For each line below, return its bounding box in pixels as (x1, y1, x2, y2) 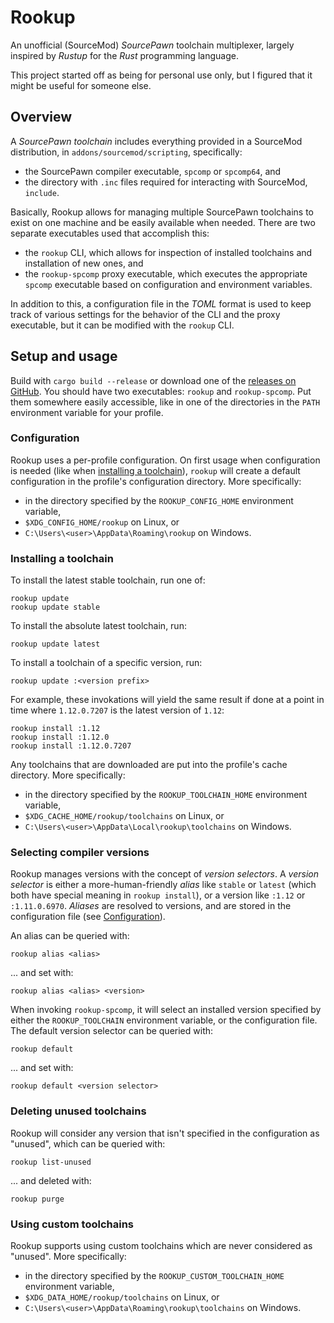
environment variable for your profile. (10, 406, 164, 418)
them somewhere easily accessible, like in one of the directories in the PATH (10, 396, 321, 408)
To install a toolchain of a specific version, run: (10, 657, 203, 669)
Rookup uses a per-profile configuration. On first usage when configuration (10, 454, 321, 466)
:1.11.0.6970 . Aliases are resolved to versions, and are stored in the (10, 900, 292, 912)
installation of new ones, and (24, 257, 144, 269)
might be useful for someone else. (10, 79, 152, 91)
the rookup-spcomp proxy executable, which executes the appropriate (24, 267, 308, 280)
